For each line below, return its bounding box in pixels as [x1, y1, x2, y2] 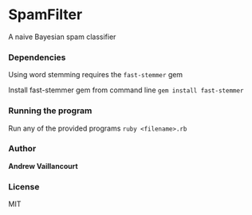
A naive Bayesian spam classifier [8, 32, 116, 41]
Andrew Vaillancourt [8, 161, 78, 170]
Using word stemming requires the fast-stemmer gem [8, 70, 183, 80]
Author [8, 143, 37, 154]
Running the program [8, 105, 93, 116]
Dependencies [8, 52, 66, 63]
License [8, 181, 40, 192]
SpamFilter [8, 6, 83, 24]
